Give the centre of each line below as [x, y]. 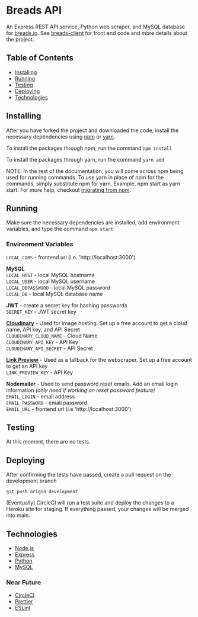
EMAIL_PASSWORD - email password [47, 403]
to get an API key [27, 366]
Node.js [24, 548]
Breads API [34, 10]
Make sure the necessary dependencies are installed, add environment [93, 223]
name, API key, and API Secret [43, 329]
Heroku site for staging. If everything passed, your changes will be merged [98, 509]
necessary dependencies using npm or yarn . [61, 136]
